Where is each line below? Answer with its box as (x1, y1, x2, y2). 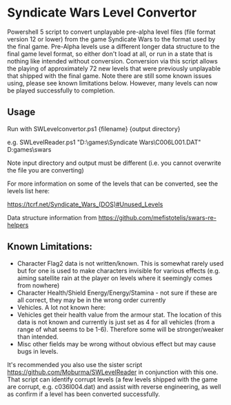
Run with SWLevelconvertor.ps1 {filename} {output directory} (7, 124, 181, 132)
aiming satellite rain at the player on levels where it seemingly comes (17, 274, 212, 282)
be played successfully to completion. (7, 86, 115, 95)
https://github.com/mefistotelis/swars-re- (98, 213, 217, 221)
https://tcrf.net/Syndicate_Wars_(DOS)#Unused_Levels (7, 200, 163, 208)
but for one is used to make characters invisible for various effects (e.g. (17, 266, 221, 275)
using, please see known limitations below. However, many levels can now (7, 79, 219, 87)
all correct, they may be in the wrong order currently (17, 295, 166, 304)
